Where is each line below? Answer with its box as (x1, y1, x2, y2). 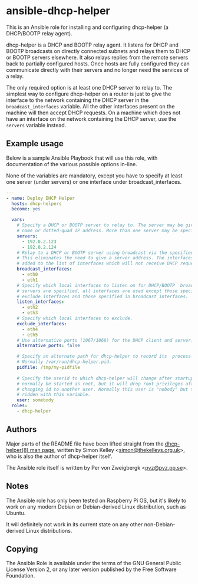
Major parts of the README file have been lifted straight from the (6, 440, 164, 447)
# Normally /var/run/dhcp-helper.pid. (16, 359, 112, 365)
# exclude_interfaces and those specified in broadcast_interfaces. (16, 293, 189, 299)
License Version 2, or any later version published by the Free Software (6, 566, 177, 573)
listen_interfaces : (16, 299, 65, 305)
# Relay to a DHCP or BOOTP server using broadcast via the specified (16, 249, 194, 256)
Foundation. (6, 572, 35, 579)
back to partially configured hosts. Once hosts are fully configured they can (6, 60, 190, 67)
